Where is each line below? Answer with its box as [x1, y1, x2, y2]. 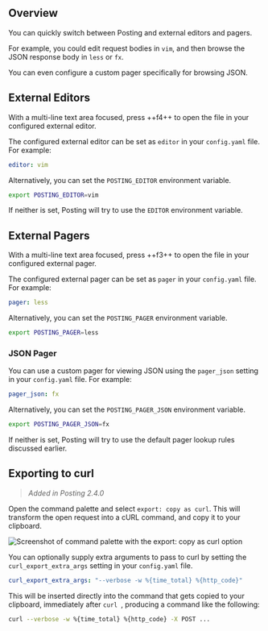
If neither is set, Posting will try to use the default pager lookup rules [8, 434, 235, 444]
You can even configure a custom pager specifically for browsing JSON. [8, 68, 248, 77]
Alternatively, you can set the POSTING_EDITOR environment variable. [8, 175, 232, 185]
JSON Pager [8, 347, 57, 359]
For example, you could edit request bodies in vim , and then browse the [8, 44, 245, 53]
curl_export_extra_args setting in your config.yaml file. [8, 560, 193, 571]
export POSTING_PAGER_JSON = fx [8, 421, 110, 429]
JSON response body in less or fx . [8, 52, 125, 61]
